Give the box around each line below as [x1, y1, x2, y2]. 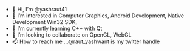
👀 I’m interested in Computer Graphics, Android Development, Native [12, 12, 184, 19]
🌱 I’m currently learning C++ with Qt [12, 25, 103, 32]
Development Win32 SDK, [12, 19, 78, 25]
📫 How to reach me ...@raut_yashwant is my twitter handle [12, 38, 160, 45]
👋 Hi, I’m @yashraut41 [12, 6, 67, 13]
